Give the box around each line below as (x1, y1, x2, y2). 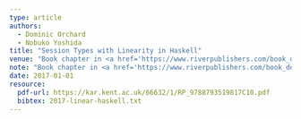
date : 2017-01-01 (9, 72, 74, 81)
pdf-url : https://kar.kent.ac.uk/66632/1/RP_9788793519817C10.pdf (17, 88, 271, 97)
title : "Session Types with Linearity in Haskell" (9, 47, 202, 55)
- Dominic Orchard (17, 30, 87, 38)
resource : (9, 80, 47, 89)
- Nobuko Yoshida (17, 38, 82, 47)
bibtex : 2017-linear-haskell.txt (17, 96, 142, 106)
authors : (9, 21, 42, 30)
